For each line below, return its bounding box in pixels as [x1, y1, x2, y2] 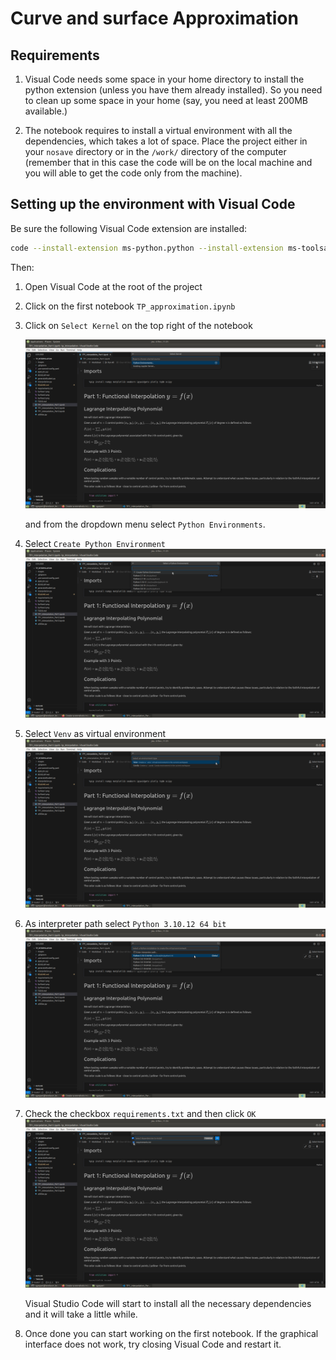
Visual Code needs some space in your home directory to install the [24, 73, 305, 85]
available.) [24, 105, 68, 117]
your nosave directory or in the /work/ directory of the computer [24, 146, 287, 157]
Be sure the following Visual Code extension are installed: [10, 222, 248, 234]
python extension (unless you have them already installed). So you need [24, 84, 323, 96]
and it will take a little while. [24, 1308, 138, 1321]
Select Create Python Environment [24, 537, 166, 549]
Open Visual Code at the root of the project [24, 280, 203, 292]
